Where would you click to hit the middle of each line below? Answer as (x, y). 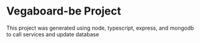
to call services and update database (53, 34)
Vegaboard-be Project (64, 11)
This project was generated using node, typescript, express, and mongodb (100, 28)
